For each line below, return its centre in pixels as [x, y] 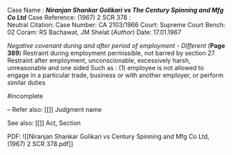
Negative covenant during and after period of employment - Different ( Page [116, 46]
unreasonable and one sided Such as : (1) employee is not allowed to [106, 68]
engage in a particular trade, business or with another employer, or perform [116, 75]
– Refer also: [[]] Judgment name [55, 109]
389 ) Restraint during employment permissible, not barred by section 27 [111, 53]
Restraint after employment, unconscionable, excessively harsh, [99, 60]
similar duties [26, 82]
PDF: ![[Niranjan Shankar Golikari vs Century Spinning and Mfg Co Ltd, [108, 136]
